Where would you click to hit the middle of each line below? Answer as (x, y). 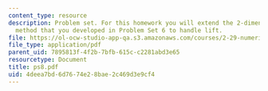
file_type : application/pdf (55, 45)
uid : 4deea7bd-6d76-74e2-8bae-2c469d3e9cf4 (82, 74)
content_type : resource (48, 15)
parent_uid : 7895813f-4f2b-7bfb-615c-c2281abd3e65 (94, 52)
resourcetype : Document (48, 60)
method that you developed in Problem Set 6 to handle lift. (119, 30)
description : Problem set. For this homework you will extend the (121, 23)
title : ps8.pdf (33, 67)
